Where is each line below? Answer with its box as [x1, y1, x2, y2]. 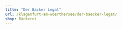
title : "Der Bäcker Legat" [5, 7, 61, 12]
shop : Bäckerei [5, 16, 37, 21]
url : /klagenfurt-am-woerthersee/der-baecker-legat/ [5, 12, 117, 17]
